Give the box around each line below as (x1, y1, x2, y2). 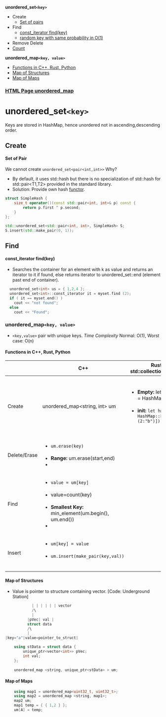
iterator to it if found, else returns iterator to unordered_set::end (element (12, 272, 161, 278)
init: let (137, 407, 156, 414)
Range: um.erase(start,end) (50, 455, 115, 462)
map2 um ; (14, 698, 32, 703)
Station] (12, 594, 29, 600)
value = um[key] (50, 479, 89, 485)
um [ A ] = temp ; (14, 708, 43, 713)
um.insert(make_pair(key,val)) (50, 553, 124, 559)
